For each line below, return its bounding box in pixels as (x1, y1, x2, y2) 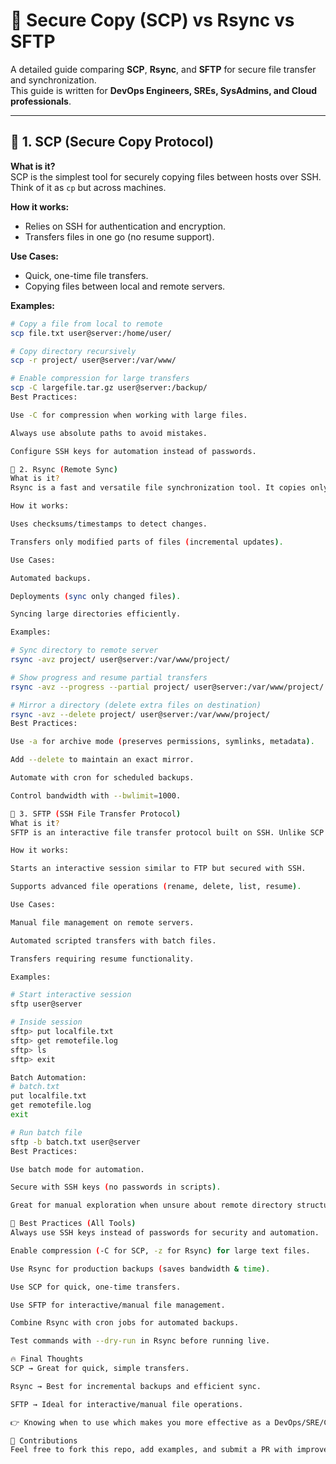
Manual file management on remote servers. (10, 917, 195, 928)
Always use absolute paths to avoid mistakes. (10, 428, 208, 438)
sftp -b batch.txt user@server (10, 1137, 141, 1147)
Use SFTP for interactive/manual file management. (10, 1300, 226, 1310)
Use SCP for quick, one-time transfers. (10, 1282, 182, 1292)
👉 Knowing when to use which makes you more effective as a (10, 1417, 271, 1428)
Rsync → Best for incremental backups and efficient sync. (10, 1381, 262, 1391)
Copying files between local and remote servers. (24, 280, 226, 292)
